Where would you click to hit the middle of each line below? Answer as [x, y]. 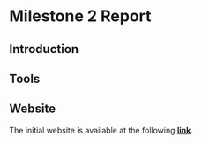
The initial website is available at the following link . [101, 130]
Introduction [44, 49]
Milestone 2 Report [80, 16]
